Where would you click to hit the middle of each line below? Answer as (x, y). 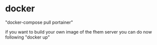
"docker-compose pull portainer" (39, 22)
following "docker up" (27, 37)
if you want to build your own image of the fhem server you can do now (78, 32)
